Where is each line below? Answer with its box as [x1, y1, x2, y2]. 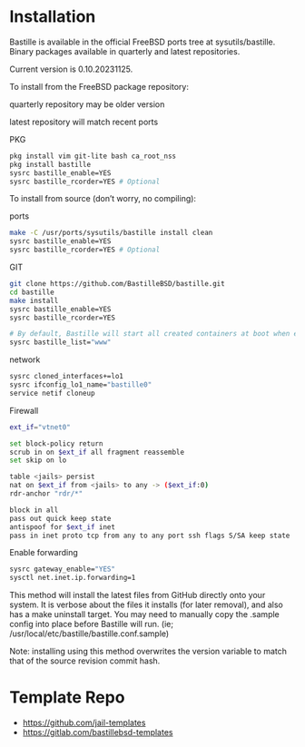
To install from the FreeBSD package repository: [9, 81, 189, 92]
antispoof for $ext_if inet [9, 522, 116, 532]
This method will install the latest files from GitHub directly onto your [9, 590, 266, 601]
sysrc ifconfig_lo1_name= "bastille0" [9, 380, 152, 389]
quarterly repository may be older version [9, 98, 165, 110]
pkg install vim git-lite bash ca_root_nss [9, 152, 177, 161]
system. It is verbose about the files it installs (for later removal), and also [9, 599, 283, 610]
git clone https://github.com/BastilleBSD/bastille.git [9, 280, 225, 289]
